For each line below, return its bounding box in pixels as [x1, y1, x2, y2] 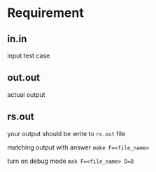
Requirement [7, 5, 84, 21]
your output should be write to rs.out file [7, 129, 126, 138]
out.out [7, 72, 41, 84]
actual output [7, 90, 45, 99]
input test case [7, 51, 50, 60]
